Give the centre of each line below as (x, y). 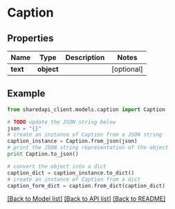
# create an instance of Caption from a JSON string (85, 135)
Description (85, 58)
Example (26, 93)
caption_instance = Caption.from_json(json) (72, 141)
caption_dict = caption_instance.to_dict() (71, 173)
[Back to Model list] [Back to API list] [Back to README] (86, 199)
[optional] (128, 69)
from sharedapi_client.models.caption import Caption (86, 109)
